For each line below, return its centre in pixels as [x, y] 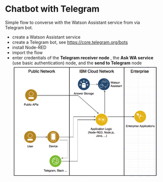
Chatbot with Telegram [52, 9]
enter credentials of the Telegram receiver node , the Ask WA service [83, 57]
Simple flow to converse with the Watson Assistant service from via [72, 22]
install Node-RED [29, 47]
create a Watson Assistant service [46, 37]
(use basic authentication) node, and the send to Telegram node [77, 63]
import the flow [27, 53]
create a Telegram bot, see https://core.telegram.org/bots [70, 42]
